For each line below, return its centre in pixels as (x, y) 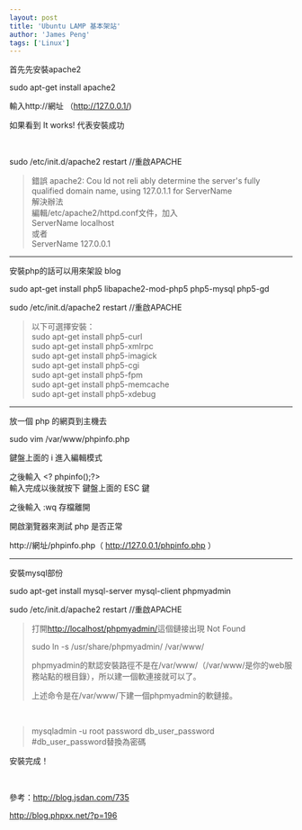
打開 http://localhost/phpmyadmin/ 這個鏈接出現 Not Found (138, 629)
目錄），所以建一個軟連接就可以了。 (136, 677)
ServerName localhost (73, 223)
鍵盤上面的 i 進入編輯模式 (56, 458)
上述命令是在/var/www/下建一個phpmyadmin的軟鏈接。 (134, 696)
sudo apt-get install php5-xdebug (93, 394)
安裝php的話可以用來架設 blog (65, 271)
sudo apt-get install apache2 (62, 87)
